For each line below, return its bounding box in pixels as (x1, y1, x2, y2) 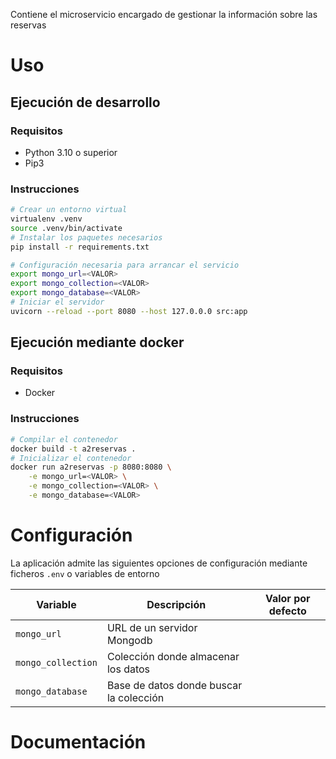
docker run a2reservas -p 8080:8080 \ (10, 462, 172, 473)
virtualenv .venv (10, 214, 83, 224)
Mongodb (106, 633, 153, 647)
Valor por (264, 591, 311, 605)
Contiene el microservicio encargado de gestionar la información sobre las (10, 9, 318, 20)
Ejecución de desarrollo (10, 94, 161, 111)
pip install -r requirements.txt (10, 242, 150, 252)
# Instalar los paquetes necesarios (10, 232, 163, 243)
